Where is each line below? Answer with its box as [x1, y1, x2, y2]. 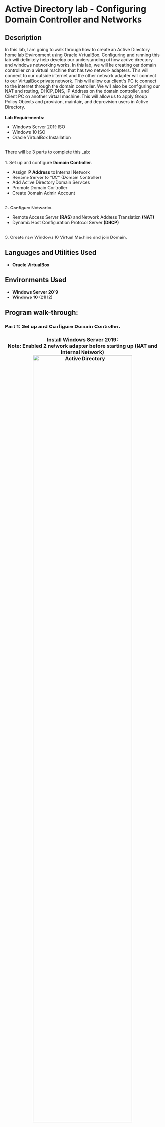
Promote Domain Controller [12, 185, 68, 190]
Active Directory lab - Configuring [5, 3, 146, 15]
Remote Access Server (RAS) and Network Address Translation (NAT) [12, 214, 155, 220]
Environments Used [5, 276, 67, 284]
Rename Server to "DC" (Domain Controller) [12, 175, 102, 180]
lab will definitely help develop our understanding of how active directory [5, 57, 153, 62]
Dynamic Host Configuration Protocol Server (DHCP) [12, 220, 119, 225]
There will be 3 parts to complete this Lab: [5, 149, 91, 155]
